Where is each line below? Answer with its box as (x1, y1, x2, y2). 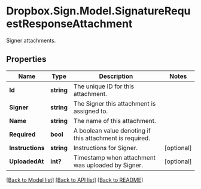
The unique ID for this (73, 82, 135, 91)
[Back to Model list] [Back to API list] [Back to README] (6, 176, 144, 184)
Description (99, 72, 133, 80)
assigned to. (73, 107, 108, 115)
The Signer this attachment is (73, 99, 156, 107)
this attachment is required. (73, 134, 151, 142)
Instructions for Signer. (73, 143, 138, 152)
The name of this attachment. (73, 116, 156, 125)
